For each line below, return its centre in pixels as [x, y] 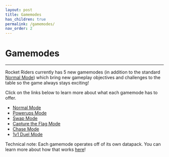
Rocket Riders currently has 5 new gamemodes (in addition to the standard [83, 72]
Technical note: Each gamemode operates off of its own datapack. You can [83, 144]
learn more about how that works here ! [46, 149]
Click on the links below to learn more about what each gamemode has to [81, 93]
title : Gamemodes [23, 15]
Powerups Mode [29, 113]
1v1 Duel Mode [27, 134]
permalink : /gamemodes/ [30, 24]
